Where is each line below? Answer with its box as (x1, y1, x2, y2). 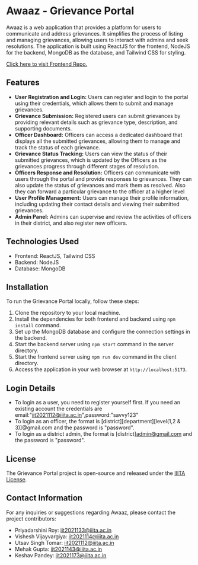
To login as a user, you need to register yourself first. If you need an (14, 399, 181, 406)
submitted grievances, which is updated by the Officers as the (14, 156, 167, 164)
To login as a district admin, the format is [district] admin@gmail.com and (14, 430, 193, 438)
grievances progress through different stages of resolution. (14, 162, 159, 170)
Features (6, 78, 40, 88)
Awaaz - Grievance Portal (6, 4, 135, 18)
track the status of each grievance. (14, 143, 101, 151)
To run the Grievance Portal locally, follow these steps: (6, 298, 139, 305)
